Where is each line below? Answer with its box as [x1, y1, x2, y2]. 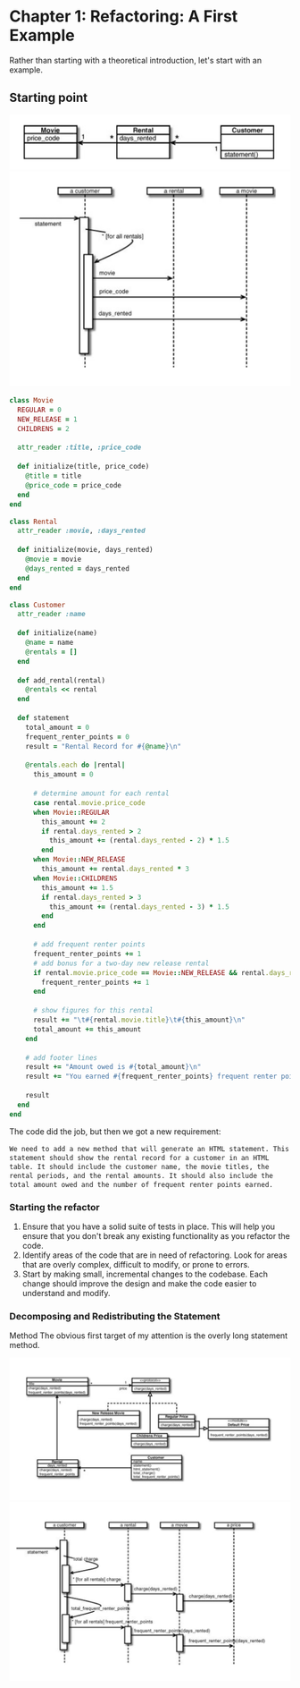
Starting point [9, 90, 87, 106]
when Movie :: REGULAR [32, 808, 110, 817]
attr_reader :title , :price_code [17, 443, 142, 453]
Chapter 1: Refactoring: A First [9, 6, 238, 27]
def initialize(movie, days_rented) [17, 546, 154, 555]
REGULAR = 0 [17, 405, 62, 414]
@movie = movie [25, 555, 82, 564]
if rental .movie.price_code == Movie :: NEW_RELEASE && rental [32, 968, 266, 977]
